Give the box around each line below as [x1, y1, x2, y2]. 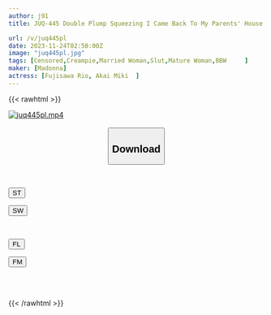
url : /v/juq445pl [8, 34, 67, 42]
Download [112, 143, 161, 155]
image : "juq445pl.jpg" [8, 50, 85, 58]
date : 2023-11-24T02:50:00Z [8, 41, 104, 50]
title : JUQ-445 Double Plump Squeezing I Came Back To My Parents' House [8, 19, 264, 28]
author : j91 [8, 11, 49, 20]
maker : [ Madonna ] [8, 64, 67, 73]
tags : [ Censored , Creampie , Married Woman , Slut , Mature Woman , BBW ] [8, 57, 249, 65]
